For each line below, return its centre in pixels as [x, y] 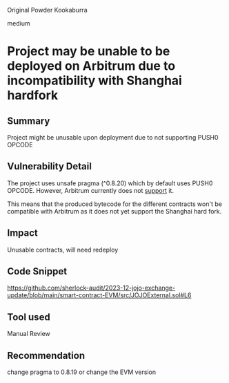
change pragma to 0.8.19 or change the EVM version [82, 372]
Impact [22, 233]
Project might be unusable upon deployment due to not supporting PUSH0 [113, 137]
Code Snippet [37, 271]
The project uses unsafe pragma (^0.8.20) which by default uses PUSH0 [110, 183]
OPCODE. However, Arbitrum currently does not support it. [91, 190]
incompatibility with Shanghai [95, 81]
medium [19, 23]
